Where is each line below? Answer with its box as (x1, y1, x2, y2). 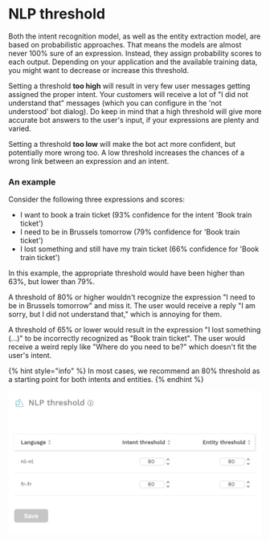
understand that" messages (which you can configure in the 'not (8, 98, 223, 108)
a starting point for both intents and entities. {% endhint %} (8, 375, 204, 384)
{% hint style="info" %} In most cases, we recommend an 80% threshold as (8, 366, 260, 376)
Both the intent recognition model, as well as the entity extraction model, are (8, 31, 261, 41)
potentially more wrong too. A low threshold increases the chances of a (8, 148, 245, 157)
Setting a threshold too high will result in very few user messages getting (8, 81, 251, 91)
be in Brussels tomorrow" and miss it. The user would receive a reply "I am (8, 301, 256, 311)
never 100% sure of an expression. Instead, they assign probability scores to (8, 48, 262, 58)
